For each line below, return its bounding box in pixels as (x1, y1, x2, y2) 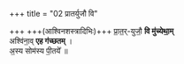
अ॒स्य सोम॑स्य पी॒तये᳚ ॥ (9, 46, 68, 56)
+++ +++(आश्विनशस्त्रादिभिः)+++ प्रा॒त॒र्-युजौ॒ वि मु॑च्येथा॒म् (9, 26, 174, 36)
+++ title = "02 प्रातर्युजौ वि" (9, 9, 98, 18)
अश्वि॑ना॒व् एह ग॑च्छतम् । (9, 36, 73, 46)
